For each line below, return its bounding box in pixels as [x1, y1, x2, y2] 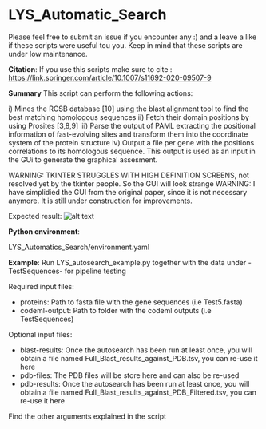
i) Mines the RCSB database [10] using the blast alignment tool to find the [8, 104, 249, 113]
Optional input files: [8, 329, 73, 339]
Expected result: [8, 211, 62, 220]
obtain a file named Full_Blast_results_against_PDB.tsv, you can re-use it [19, 353, 258, 363]
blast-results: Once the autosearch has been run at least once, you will [19, 345, 253, 355]
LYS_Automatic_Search [8, 6, 167, 24]
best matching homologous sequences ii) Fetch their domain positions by [8, 112, 250, 121]
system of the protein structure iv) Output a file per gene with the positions [8, 137, 255, 147]
